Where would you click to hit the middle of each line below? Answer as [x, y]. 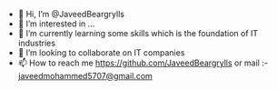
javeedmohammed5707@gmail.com [85, 76]
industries [37, 43]
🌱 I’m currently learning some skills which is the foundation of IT [138, 33]
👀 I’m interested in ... [56, 24]
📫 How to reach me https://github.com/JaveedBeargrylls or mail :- [143, 63]
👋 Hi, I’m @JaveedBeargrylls [71, 14]
